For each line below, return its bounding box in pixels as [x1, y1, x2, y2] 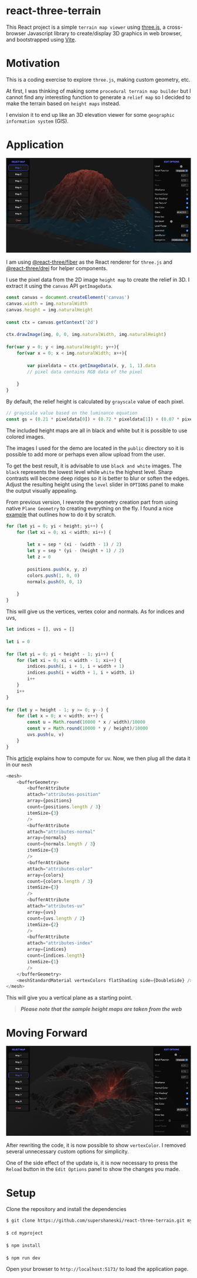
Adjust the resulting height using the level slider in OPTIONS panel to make [6, 480, 184, 488]
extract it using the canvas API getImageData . [6, 282, 113, 290]
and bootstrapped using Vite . [6, 36, 76, 43]
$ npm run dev [6, 1255, 41, 1261]
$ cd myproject [6, 1230, 43, 1236]
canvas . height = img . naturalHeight [6, 307, 93, 312]
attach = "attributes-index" [27, 940, 93, 946]
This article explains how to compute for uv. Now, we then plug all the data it [6, 755, 191, 762]
